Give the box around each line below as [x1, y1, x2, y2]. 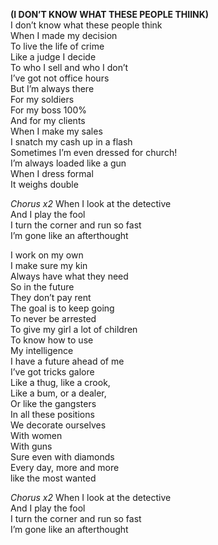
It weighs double [10, 179, 79, 190]
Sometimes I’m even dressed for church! [10, 147, 178, 158]
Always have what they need [10, 270, 129, 282]
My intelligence [10, 345, 74, 356]
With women [10, 430, 63, 441]
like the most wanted [10, 472, 97, 484]
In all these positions [10, 409, 95, 420]
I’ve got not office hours [10, 72, 110, 84]
